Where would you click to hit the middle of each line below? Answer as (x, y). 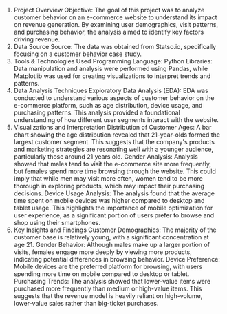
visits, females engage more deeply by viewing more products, (103, 252)
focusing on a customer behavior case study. (78, 54)
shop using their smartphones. (57, 223)
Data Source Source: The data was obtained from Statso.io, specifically (115, 47)
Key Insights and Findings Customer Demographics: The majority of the (115, 230)
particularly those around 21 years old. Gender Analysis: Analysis (106, 157)
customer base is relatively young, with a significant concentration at (111, 237)
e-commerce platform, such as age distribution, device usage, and (108, 105)
